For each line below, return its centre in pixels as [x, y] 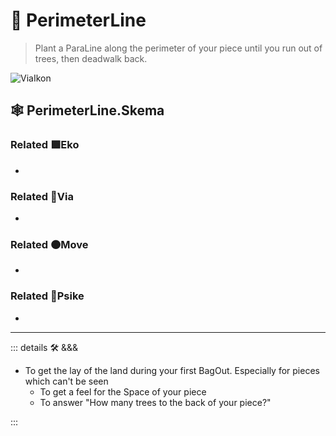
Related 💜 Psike [47, 296]
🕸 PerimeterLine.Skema [87, 110]
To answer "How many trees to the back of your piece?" [155, 402]
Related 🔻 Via [42, 196]
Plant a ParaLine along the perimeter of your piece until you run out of [178, 48]
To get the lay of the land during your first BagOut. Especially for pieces [172, 370]
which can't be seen [66, 381]
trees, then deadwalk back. [91, 58]
